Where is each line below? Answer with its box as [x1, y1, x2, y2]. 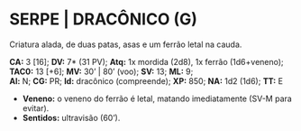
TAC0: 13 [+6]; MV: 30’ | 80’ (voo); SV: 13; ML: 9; [9, 66, 194, 77]
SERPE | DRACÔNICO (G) [9, 9, 198, 30]
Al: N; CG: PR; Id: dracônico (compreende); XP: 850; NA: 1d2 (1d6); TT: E [9, 75, 284, 86]
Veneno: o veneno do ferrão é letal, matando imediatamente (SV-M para [22, 93, 293, 104]
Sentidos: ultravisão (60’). [22, 112, 121, 123]
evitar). [22, 102, 50, 113]
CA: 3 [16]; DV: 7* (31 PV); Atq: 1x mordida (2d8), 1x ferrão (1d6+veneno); [9, 56, 284, 67]
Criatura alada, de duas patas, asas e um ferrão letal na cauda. [9, 39, 242, 50]
